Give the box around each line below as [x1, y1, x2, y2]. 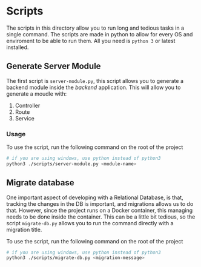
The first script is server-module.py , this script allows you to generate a [6, 77, 183, 84]
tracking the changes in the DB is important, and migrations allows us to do [6, 200, 194, 207]
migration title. [6, 226, 42, 233]
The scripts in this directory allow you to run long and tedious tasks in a [6, 24, 185, 31]
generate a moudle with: [6, 90, 67, 97]
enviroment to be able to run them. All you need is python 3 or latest [6, 37, 176, 44]
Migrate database [6, 177, 74, 188]
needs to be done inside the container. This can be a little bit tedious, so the [6, 213, 196, 220]
